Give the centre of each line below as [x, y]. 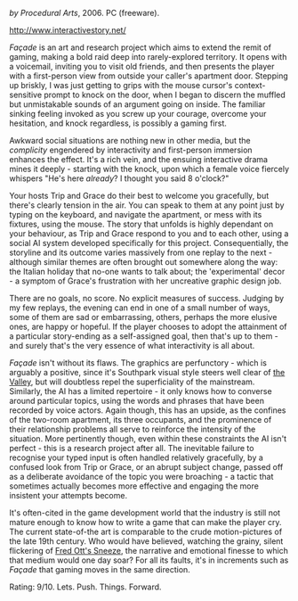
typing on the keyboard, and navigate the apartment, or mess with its [136, 214]
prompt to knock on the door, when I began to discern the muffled [165, 95]
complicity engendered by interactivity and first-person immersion [131, 150]
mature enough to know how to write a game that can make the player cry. [145, 522]
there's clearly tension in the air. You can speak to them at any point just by [147, 205]
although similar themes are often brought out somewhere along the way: [144, 262]
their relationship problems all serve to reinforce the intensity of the [133, 429]
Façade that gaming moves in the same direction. [100, 569]
